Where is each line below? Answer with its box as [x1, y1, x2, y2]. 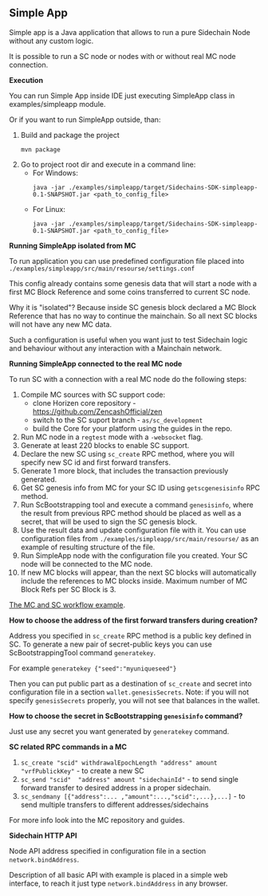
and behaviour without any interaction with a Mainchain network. [9, 343, 223, 353]
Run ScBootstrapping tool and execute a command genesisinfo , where [20, 500, 254, 509]
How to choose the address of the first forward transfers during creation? [9, 615, 258, 625]
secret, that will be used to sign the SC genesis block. [20, 517, 198, 526]
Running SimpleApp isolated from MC [9, 241, 136, 250]
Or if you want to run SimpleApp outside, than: [9, 115, 161, 124]
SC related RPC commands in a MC [9, 741, 127, 752]
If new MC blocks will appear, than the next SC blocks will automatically [20, 568, 257, 577]
